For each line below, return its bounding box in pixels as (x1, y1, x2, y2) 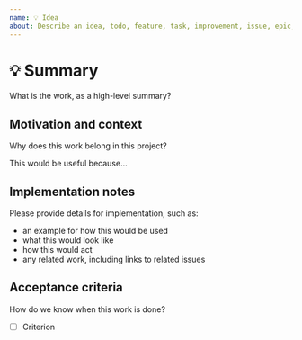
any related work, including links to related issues (22, 254, 206, 265)
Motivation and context (9, 116, 143, 131)
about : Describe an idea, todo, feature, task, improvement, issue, (9, 22, 271, 31)
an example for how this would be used (22, 226, 169, 237)
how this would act (22, 245, 93, 255)
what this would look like (22, 235, 114, 246)
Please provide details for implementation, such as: (9, 208, 200, 219)
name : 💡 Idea (9, 13, 59, 22)
